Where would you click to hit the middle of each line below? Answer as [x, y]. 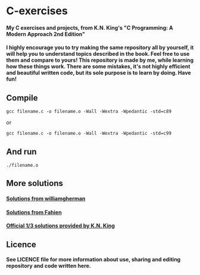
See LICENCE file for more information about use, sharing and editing [93, 260]
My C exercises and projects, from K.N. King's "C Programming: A [90, 27]
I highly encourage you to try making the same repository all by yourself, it [100, 48]
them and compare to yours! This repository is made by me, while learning [100, 60]
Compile [22, 98]
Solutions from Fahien [34, 212]
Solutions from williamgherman [46, 198]
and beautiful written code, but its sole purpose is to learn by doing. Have [99, 73]
